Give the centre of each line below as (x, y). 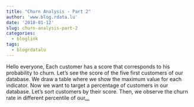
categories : (21, 34)
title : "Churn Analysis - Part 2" (49, 11)
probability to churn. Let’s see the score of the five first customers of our (95, 73)
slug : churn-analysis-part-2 (42, 28)
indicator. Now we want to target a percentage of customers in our (87, 85)
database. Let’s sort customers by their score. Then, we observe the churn (97, 91)
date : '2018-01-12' (30, 22)
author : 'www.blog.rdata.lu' (42, 17)
